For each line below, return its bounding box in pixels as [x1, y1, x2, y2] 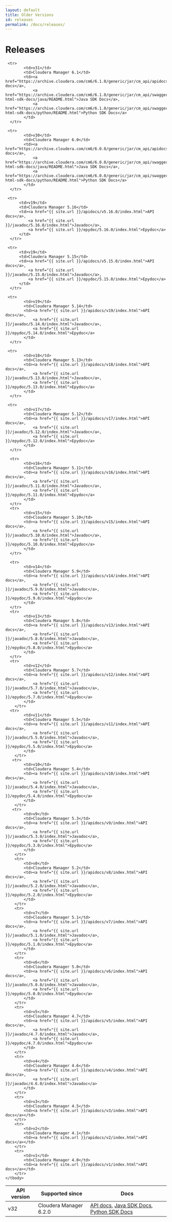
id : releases [5, 17, 33, 22]
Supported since [40, 1190, 83, 1197]
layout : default [5, 7, 40, 13]
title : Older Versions [5, 12, 54, 17]
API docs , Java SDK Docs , [90, 1202, 153, 1209]
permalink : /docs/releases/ [5, 22, 66, 27]
